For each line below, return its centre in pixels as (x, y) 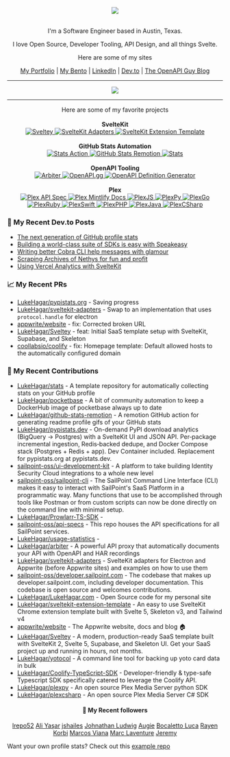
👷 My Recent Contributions (53, 371)
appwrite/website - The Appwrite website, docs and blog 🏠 (101, 626)
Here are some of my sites (115, 57)
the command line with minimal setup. (71, 509)
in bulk (26, 665)
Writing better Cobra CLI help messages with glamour (93, 252)
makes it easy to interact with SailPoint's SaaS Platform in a (101, 488)
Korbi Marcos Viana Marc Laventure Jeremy (115, 733)
